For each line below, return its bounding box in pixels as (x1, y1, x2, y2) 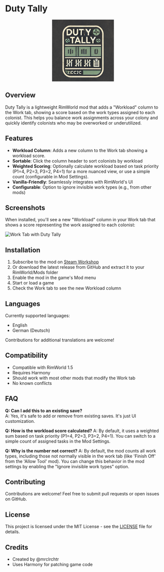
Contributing (5, 478, 45, 487)
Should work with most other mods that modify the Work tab (12, 375, 136, 381)
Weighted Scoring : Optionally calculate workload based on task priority (12, 163, 159, 169)
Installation (5, 245, 41, 254)
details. (5, 529, 20, 535)
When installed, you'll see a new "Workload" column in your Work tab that (5, 217, 156, 223)
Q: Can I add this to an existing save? (5, 408, 82, 413)
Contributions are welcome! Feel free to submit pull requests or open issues (5, 491, 160, 497)
